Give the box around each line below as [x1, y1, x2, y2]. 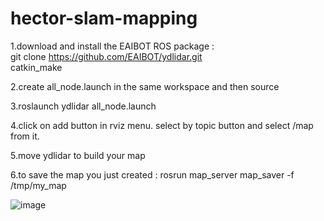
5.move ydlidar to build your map [10, 149, 146, 161]
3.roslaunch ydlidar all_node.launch [10, 100, 157, 112]
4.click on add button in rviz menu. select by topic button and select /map [10, 119, 314, 131]
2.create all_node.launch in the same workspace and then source [10, 80, 280, 92]
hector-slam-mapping [10, 7, 198, 30]
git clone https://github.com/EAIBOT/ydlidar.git [10, 50, 203, 62]
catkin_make [10, 61, 63, 73]
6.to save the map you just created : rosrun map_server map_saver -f [10, 168, 295, 181]
